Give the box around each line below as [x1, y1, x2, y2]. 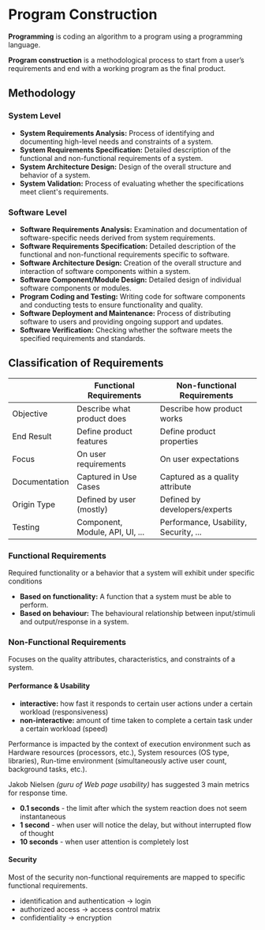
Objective [12, 408, 48, 419]
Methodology [8, 87, 77, 100]
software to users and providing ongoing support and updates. [19, 317, 224, 326]
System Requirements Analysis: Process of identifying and [19, 128, 215, 137]
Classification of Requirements [8, 357, 164, 370]
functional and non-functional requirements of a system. [19, 153, 203, 163]
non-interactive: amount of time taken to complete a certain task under [19, 715, 253, 725]
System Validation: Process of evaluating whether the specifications [19, 178, 244, 188]
